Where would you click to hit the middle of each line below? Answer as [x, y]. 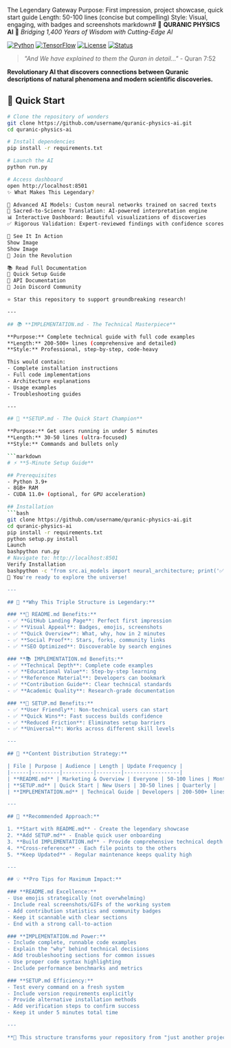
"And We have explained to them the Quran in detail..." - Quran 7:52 [120, 58]
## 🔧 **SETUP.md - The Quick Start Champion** [75, 419]
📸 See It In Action [35, 237]
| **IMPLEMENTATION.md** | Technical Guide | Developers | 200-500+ [107, 792]
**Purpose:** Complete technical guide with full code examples [101, 336]
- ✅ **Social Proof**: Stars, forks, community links [86, 640]
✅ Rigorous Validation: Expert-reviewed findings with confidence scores [116, 224]
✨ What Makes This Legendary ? [51, 192]
